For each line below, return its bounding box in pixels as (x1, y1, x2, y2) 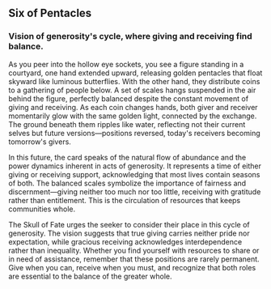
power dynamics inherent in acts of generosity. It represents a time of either (8, 161, 261, 171)
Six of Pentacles (8, 6, 92, 20)
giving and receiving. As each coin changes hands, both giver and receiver (8, 102, 258, 112)
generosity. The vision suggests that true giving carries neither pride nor (8, 228, 250, 238)
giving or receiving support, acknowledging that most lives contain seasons (8, 169, 260, 179)
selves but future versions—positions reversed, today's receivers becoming (8, 128, 260, 138)
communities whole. (8, 204, 76, 214)
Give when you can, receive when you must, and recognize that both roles (8, 262, 256, 272)
